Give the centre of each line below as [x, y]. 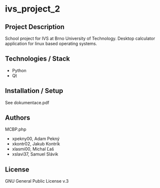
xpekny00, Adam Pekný [36, 139]
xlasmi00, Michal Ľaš [33, 149]
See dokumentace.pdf [27, 102]
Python [19, 70]
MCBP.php [16, 129]
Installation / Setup [34, 91]
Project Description [35, 27]
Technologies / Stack [37, 59]
